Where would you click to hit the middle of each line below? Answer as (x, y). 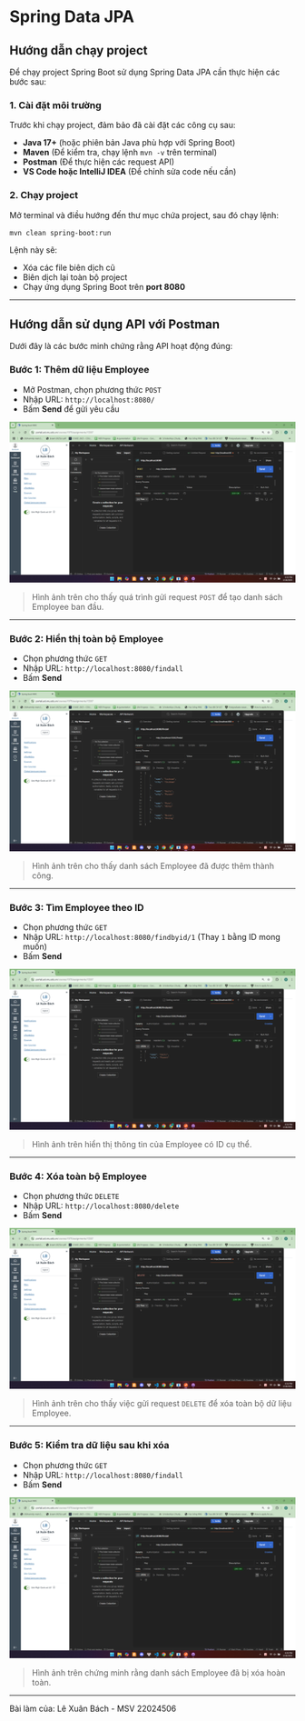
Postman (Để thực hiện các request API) (98, 162)
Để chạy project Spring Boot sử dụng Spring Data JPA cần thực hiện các (145, 72)
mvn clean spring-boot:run (60, 233)
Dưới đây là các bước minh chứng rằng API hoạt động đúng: (121, 346)
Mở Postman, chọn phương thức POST (92, 389)
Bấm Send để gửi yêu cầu (71, 409)
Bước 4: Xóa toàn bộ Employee (78, 1176)
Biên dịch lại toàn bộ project (75, 277)
